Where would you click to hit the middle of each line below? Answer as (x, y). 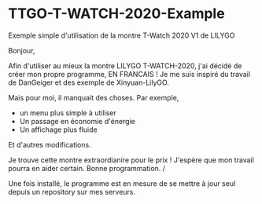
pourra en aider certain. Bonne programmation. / (87, 168)
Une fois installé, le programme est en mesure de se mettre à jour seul (122, 183)
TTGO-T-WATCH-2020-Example (117, 14)
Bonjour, (22, 50)
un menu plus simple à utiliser (68, 113)
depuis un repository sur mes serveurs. (72, 191)
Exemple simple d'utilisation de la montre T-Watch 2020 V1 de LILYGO (122, 35)
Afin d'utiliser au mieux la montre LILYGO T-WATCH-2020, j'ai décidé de (125, 66)
